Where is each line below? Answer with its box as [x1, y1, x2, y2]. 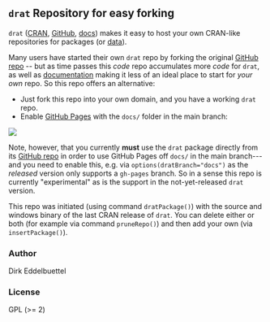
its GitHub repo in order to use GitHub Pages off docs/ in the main [8, 150, 228, 161]
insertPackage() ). [8, 227, 68, 237]
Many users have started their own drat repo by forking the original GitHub [8, 52, 259, 62]
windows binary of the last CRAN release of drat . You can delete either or [8, 210, 255, 220]
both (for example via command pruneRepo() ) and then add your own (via [8, 219, 253, 228]
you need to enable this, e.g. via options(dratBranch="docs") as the [23, 159, 249, 169]
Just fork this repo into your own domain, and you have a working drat [19, 94, 257, 104]
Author [8, 247, 37, 259]
